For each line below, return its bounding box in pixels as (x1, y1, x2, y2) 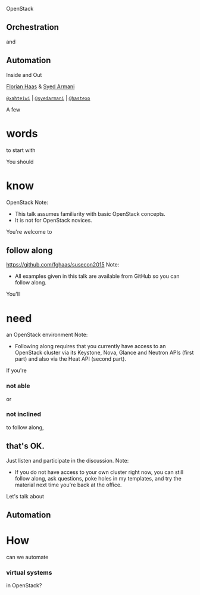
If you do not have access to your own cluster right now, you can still (14, 468, 183, 476)
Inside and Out (6, 71, 42, 78)
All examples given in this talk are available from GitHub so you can (14, 272, 180, 280)
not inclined (6, 410, 42, 419)
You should (6, 158, 34, 165)
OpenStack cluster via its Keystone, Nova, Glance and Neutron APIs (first (14, 349, 194, 357)
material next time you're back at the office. (14, 481, 122, 488)
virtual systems (6, 568, 52, 577)
